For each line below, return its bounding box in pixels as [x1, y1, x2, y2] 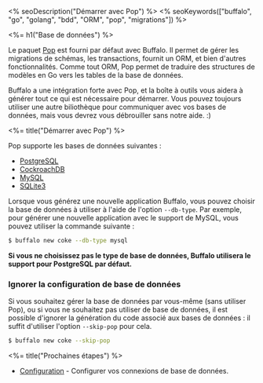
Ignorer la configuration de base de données [8, 279, 181, 290]
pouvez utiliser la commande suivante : [8, 221, 135, 231]
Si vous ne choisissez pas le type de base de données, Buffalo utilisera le [8, 250, 251, 260]
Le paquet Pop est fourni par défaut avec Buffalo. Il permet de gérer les [8, 46, 239, 54]
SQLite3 [19, 181, 46, 191]
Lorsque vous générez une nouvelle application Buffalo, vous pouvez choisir [8, 196, 255, 206]
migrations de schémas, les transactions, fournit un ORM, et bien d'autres [8, 54, 247, 63]
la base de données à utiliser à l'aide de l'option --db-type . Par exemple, [8, 205, 242, 214]
